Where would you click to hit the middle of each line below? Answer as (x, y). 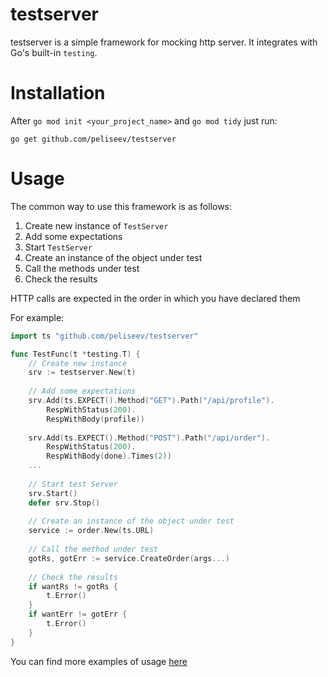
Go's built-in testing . (54, 52)
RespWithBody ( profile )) (95, 419)
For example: (37, 317)
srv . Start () (53, 493)
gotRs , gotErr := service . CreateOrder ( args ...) (129, 558)
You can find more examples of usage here (99, 661)
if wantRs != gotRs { (73, 586)
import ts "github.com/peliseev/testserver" (104, 336)
